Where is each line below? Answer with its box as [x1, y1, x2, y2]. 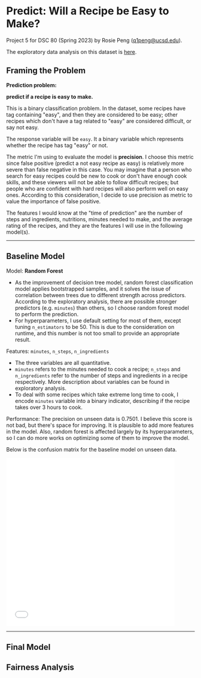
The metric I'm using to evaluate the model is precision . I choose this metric [6, 153, 194, 160]
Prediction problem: [6, 81, 57, 88]
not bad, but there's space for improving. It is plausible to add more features [6, 422, 194, 429]
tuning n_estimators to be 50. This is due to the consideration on [14, 323, 175, 330]
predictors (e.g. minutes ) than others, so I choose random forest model [14, 304, 190, 311]
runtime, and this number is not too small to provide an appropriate [14, 329, 180, 337]
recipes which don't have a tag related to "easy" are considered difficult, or [6, 117, 192, 124]
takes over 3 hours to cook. [14, 404, 83, 411]
